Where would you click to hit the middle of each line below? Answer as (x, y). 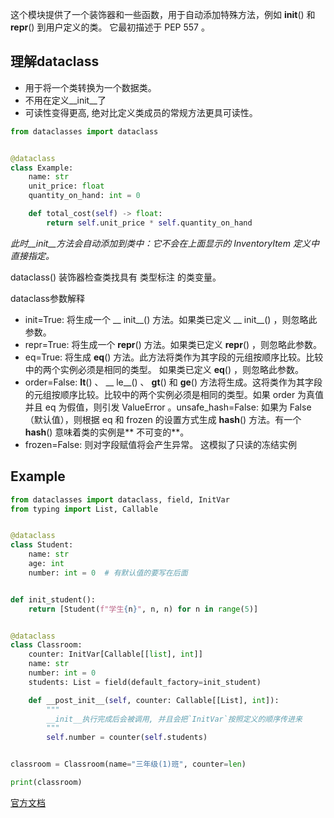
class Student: (42, 545)
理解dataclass (55, 61)
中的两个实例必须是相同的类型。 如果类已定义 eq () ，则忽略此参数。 (164, 369)
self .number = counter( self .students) (127, 738)
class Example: (42, 168)
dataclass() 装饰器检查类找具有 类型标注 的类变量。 (116, 277)
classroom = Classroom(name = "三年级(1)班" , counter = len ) (128, 764)
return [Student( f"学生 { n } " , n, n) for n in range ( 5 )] (143, 609)
